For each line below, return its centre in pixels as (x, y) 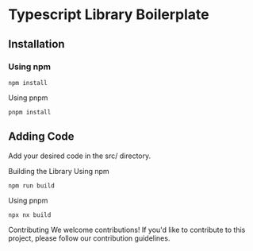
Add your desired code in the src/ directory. (80, 156)
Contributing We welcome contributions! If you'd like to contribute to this (127, 230)
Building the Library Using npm (59, 171)
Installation (36, 44)
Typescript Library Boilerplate (109, 15)
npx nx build (30, 215)
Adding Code (41, 137)
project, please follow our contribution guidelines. (89, 238)
